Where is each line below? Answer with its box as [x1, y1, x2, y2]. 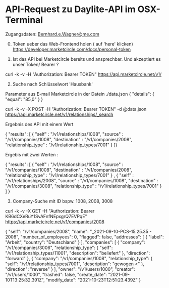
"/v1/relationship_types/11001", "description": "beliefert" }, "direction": [5, 250, 150, 256]
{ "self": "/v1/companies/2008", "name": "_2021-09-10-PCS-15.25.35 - [5, 228, 152, 234]
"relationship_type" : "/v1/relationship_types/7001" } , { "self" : [5, 172, 134, 178]
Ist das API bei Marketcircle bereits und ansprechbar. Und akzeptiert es [12, 56, 161, 62]
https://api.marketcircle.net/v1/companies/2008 [5, 219, 104, 225]
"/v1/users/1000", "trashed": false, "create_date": [5, 271, 107, 277]
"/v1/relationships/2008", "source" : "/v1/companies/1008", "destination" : [5, 177, 158, 183]
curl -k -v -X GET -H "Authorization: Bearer [5, 208, 95, 214]
